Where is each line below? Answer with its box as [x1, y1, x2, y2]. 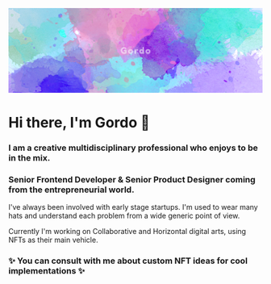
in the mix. [8, 152, 51, 164]
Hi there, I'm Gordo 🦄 [8, 114, 151, 132]
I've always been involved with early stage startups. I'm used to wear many [8, 203, 258, 212]
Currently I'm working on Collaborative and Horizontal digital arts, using [8, 227, 247, 236]
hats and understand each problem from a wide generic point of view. [8, 211, 240, 221]
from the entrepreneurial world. [8, 184, 135, 195]
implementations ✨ [8, 265, 85, 277]
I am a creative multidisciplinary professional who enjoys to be [8, 142, 258, 153]
